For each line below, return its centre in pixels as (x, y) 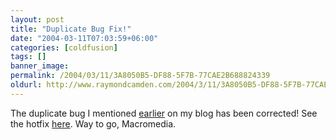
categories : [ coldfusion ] (64, 47)
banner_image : (40, 66)
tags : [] (28, 57)
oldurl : (26, 85)
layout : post (37, 19)
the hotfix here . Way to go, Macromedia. (93, 123)
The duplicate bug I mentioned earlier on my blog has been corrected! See (164, 113)
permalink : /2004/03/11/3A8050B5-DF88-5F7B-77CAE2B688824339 (140, 76)
